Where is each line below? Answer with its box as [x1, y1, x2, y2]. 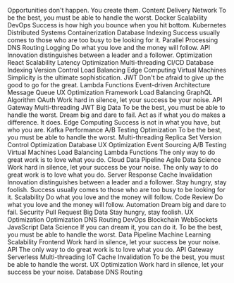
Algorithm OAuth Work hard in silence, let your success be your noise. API [7, 96, 223, 104]
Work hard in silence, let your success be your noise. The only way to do [7, 163, 218, 171]
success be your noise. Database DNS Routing [7, 268, 143, 276]
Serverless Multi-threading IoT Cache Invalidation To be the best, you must [7, 253, 225, 261]
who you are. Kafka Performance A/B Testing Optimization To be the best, [7, 126, 222, 134]
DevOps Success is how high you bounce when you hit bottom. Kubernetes [7, 21, 227, 29]
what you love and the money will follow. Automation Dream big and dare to [7, 201, 227, 208]
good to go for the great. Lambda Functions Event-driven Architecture [7, 81, 211, 89]
